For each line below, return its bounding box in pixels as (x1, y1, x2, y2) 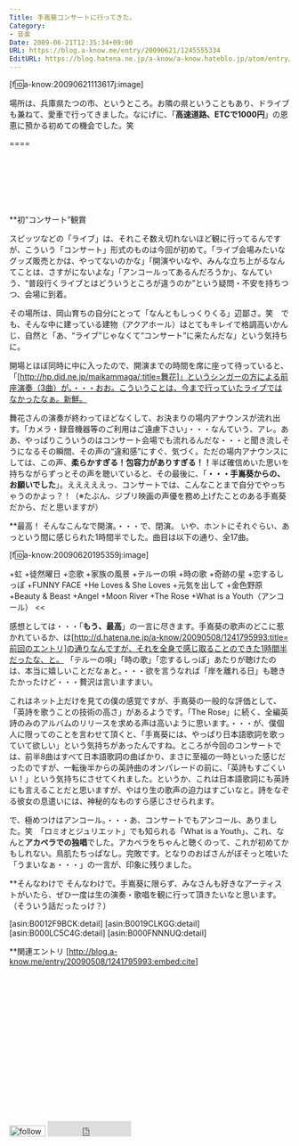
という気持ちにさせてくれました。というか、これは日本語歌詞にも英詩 (32, 774, 290, 784)
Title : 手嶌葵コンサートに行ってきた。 (9, 12, 136, 22)
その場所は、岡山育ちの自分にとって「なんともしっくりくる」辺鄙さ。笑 (9, 308, 274, 318)
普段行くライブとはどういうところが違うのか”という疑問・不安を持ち (28, 278, 282, 288)
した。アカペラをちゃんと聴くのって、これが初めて (94, 837, 282, 847)
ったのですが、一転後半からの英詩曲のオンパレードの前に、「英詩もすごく (9, 763, 279, 773)
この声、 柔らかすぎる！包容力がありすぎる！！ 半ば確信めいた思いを (39, 457, 290, 468)
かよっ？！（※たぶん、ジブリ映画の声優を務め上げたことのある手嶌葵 (32, 491, 287, 501)
